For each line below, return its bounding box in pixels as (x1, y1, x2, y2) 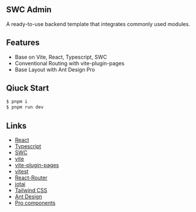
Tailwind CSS (14, 187, 48, 194)
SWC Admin (6, 5, 52, 15)
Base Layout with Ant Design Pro (14, 66, 95, 73)
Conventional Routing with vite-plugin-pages (14, 59, 125, 67)
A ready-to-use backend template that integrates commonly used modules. (6, 20, 191, 27)
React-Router (14, 174, 48, 181)
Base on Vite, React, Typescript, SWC (14, 53, 108, 60)
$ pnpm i (6, 99, 28, 105)
